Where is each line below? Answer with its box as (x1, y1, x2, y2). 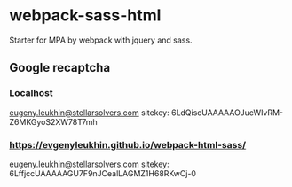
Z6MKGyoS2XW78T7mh (9, 116, 98, 127)
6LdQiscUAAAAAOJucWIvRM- (171, 107, 284, 118)
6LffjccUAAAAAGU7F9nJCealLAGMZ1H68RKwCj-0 (9, 168, 197, 178)
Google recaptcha (9, 60, 111, 75)
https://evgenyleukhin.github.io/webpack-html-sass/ (9, 138, 247, 151)
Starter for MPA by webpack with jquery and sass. (9, 35, 193, 45)
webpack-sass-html (9, 5, 162, 26)
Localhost (9, 87, 53, 99)
